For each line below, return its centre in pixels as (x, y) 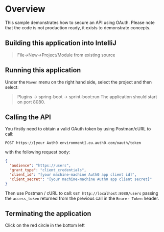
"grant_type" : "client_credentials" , (48, 170)
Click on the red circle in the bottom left (45, 225)
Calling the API (28, 117)
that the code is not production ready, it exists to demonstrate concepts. (78, 27)
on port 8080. (31, 102)
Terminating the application (48, 214)
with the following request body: (37, 152)
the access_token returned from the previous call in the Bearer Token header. (82, 198)
